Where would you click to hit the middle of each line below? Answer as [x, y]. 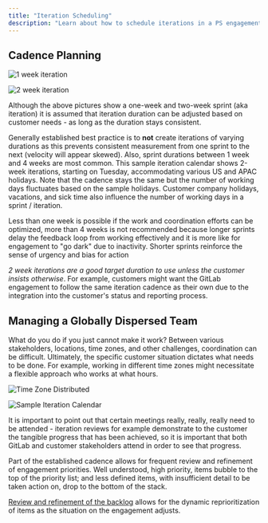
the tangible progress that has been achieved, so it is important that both [128, 437]
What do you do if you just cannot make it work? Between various [116, 340]
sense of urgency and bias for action [69, 255]
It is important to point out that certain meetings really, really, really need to [132, 420]
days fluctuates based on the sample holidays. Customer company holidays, [134, 189]
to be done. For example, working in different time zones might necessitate [131, 366]
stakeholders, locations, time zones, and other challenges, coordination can [133, 348]
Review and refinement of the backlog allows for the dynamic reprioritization [134, 502]
